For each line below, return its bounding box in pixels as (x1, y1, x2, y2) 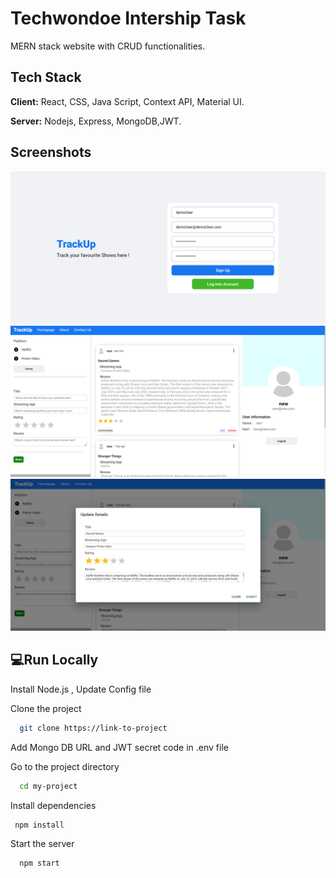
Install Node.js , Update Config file (10, 683, 152, 695)
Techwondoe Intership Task (10, 7, 247, 30)
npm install (14, 820, 65, 830)
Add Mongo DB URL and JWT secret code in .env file (10, 741, 229, 753)
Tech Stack (10, 69, 82, 86)
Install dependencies (10, 799, 97, 811)
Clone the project (10, 702, 82, 714)
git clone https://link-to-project (19, 723, 168, 733)
